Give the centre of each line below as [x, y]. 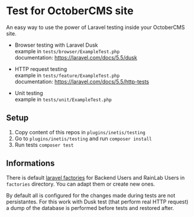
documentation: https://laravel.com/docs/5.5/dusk [76, 57]
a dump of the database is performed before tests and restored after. [90, 208]
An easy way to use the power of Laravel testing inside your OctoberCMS [96, 27]
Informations [30, 163]
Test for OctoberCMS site [70, 11]
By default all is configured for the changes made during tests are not [91, 195]
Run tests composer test [44, 145]
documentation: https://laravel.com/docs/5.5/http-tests [82, 82]
